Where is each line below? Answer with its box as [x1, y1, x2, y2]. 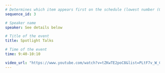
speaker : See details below [5, 25, 63, 30]
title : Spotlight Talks [5, 38, 54, 43]
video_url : [5, 60, 27, 65]
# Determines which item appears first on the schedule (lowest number [5, 7, 155, 12]
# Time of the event [5, 47, 48, 52]
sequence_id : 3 [5, 12, 36, 17]
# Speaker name [5, 20, 36, 25]
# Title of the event [5, 34, 50, 39]
